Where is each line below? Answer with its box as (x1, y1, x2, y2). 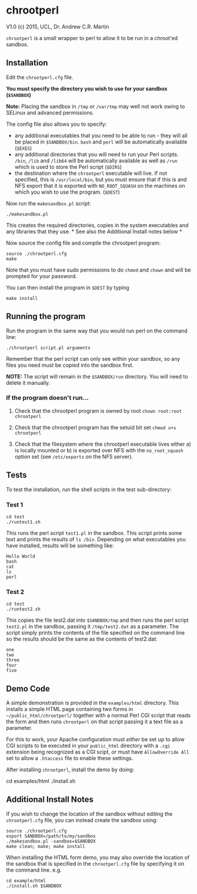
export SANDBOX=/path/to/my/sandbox (6, 833, 96, 839)
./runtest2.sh (6, 606, 41, 612)
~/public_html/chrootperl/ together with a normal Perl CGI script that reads (6, 712, 191, 719)
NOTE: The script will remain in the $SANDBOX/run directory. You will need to (6, 373, 188, 380)
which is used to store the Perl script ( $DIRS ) (14, 163, 122, 170)
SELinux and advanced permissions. (6, 109, 94, 116)
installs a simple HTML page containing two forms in (6, 706, 133, 713)
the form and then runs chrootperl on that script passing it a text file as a (6, 718, 183, 725)
